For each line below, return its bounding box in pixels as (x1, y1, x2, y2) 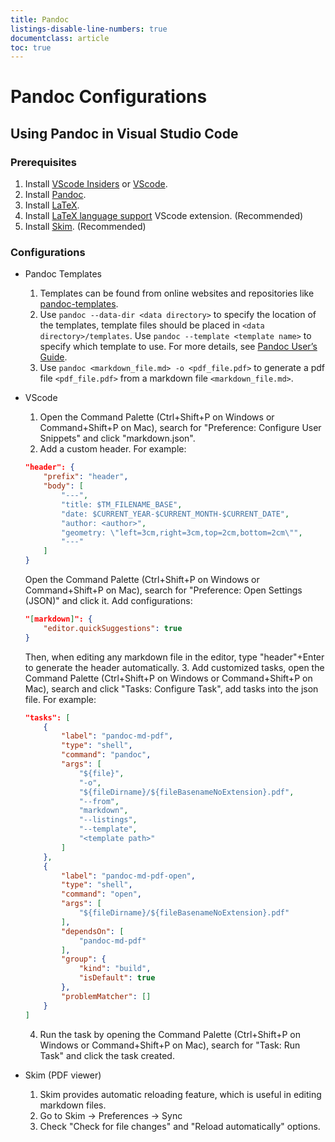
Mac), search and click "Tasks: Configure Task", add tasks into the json (24, 682, 319, 695)
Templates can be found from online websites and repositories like (39, 287, 315, 300)
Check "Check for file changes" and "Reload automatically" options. (39, 1120, 321, 1132)
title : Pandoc (10, 14, 70, 25)
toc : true (10, 42, 52, 53)
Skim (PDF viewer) (24, 1069, 102, 1081)
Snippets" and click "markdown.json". (39, 432, 196, 445)
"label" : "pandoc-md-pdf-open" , (61, 871, 196, 881)
